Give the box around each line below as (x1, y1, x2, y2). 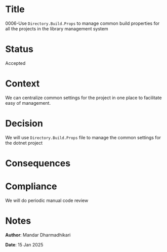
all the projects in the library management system (5, 25, 108, 31)
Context (5, 78, 40, 90)
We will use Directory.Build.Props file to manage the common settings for (5, 134, 161, 140)
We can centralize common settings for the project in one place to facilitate (5, 95, 162, 101)
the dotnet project (5, 140, 43, 146)
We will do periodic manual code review (5, 197, 89, 203)
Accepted (5, 60, 26, 66)
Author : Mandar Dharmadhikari (5, 232, 71, 238)
